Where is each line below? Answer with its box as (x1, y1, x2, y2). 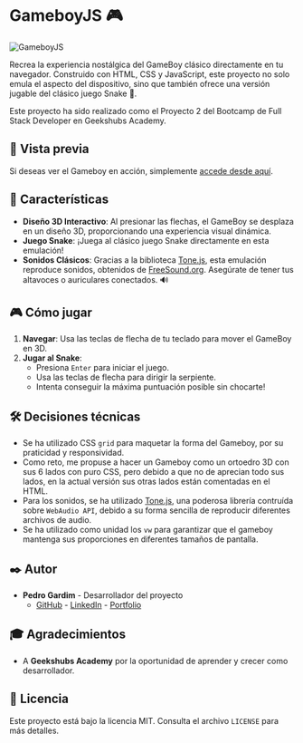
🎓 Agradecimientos (9, 627, 127, 642)
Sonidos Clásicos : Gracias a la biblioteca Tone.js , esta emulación (22, 254, 267, 265)
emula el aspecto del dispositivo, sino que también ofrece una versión (9, 78, 270, 89)
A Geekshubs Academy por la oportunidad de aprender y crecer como (22, 655, 289, 666)
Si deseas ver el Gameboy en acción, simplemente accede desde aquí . (9, 165, 273, 176)
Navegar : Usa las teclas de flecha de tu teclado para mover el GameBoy (22, 333, 292, 344)
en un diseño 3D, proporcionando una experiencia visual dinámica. (22, 226, 271, 236)
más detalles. (9, 725, 60, 736)
